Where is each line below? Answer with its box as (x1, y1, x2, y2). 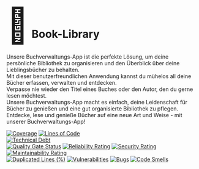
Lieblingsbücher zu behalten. (6, 66, 80, 73)
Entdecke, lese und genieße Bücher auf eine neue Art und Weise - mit (6, 111, 182, 118)
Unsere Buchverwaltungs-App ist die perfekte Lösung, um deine (6, 53, 169, 60)
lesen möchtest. (6, 92, 47, 99)
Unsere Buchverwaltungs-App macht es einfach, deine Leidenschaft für (6, 98, 188, 106)
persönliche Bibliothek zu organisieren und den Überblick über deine (6, 59, 180, 67)
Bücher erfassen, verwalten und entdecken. (6, 79, 118, 86)
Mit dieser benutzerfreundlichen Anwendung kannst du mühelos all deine (6, 72, 192, 80)
